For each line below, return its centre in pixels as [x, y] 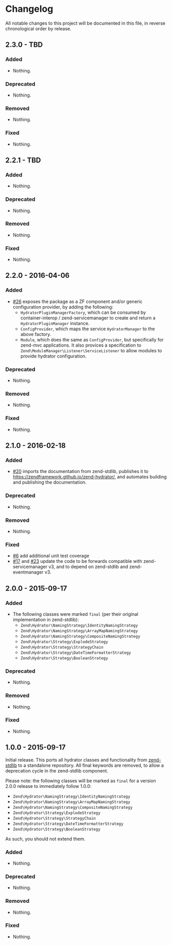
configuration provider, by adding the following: [63, 307]
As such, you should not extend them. [45, 839]
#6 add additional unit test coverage [51, 556]
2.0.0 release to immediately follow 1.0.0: [48, 786]
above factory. [36, 334]
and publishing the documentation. [50, 482]
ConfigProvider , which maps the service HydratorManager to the [88, 329]
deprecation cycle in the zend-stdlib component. [57, 770]
